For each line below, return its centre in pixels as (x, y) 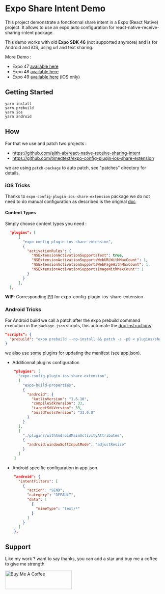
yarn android (18, 116)
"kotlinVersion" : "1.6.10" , (60, 399)
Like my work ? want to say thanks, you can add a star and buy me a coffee (82, 559)
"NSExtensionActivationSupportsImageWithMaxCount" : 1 (87, 269)
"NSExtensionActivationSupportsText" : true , (78, 255)
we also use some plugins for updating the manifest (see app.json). (73, 353)
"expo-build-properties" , (49, 385)
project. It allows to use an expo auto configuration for (60, 27)
